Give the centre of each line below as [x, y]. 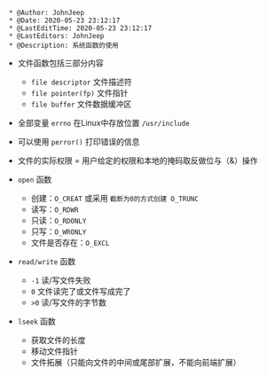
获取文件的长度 [58, 340]
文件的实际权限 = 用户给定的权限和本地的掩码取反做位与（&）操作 [137, 161]
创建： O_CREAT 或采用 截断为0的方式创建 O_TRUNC [115, 198]
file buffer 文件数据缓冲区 [81, 104]
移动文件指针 [54, 351]
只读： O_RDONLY [59, 220]
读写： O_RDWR [55, 209]
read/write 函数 [47, 261]
